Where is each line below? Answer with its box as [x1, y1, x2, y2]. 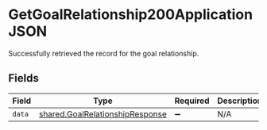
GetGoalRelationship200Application [8, 6, 253, 24]
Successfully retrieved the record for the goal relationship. [8, 48, 199, 58]
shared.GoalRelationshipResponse [38, 109, 167, 120]
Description [217, 95, 263, 106]
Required [174, 95, 210, 106]
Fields [8, 71, 40, 85]
